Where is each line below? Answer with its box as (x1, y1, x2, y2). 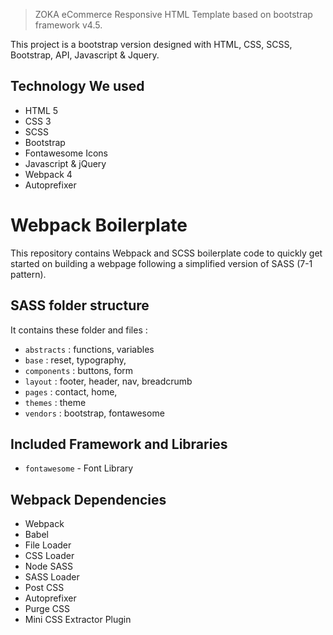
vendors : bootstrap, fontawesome (24, 407, 165, 419)
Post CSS (24, 582, 65, 594)
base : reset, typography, (24, 354, 127, 366)
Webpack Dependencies (10, 491, 167, 508)
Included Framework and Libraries (10, 435, 228, 453)
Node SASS (24, 560, 74, 573)
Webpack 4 (24, 168, 73, 180)
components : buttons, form (24, 364, 134, 376)
